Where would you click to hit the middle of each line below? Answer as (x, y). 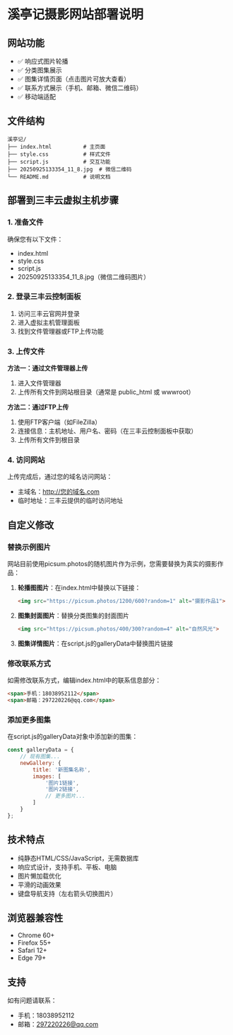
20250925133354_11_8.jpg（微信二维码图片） (84, 276)
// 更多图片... (65, 796)
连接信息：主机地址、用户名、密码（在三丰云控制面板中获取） (107, 431)
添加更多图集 (29, 720)
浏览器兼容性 (35, 918)
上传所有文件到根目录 (48, 440)
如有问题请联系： (32, 1000)
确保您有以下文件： (35, 239)
